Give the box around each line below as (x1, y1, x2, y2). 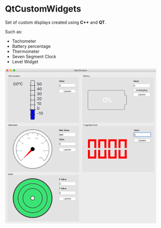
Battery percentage (12, 43, 51, 49)
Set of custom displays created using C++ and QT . (5, 19, 106, 25)
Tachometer (12, 38, 36, 44)
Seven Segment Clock (12, 53, 57, 59)
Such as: (5, 29, 23, 34)
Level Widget (12, 59, 39, 64)
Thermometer (12, 48, 40, 54)
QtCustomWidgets (5, 3, 81, 15)
